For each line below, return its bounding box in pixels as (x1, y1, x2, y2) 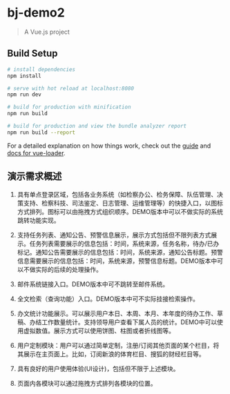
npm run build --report (7, 129, 76, 136)
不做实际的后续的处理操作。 (23, 265, 102, 273)
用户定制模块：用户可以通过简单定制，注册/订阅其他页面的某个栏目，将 (17, 341, 220, 349)
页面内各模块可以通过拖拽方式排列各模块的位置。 (17, 379, 157, 387)
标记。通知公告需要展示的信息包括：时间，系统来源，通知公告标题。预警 (17, 248, 223, 256)
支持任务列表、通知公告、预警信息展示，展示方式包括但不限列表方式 (17, 230, 211, 239)
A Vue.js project (23, 28, 70, 36)
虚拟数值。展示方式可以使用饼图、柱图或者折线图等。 (23, 326, 175, 335)
